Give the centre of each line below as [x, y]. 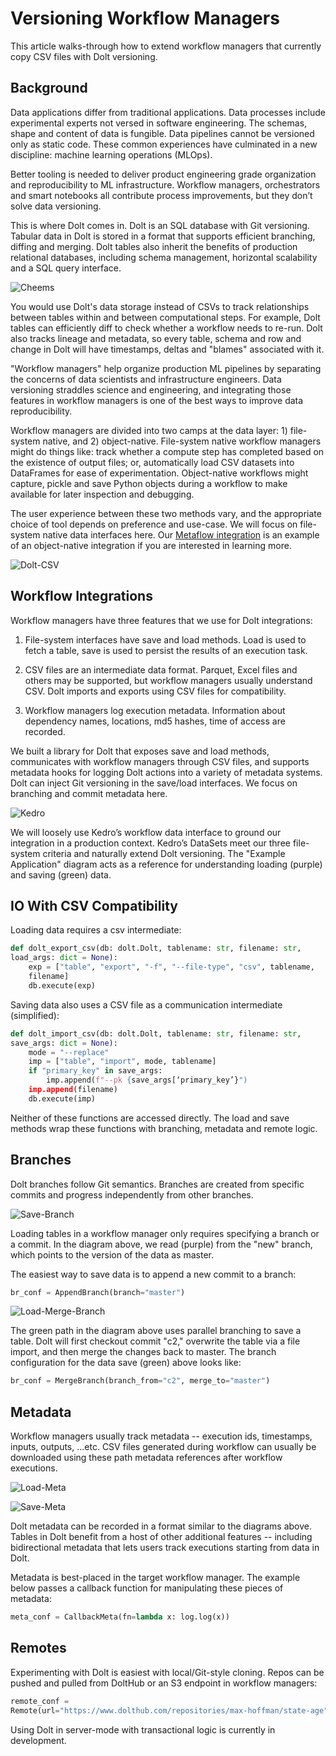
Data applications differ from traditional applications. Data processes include [168, 112]
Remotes [38, 1648]
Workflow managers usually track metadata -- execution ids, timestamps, [161, 1436]
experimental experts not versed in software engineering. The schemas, [159, 123]
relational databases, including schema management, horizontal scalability [164, 257]
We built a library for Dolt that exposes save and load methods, [140, 751]
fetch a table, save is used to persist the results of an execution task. [166, 650]
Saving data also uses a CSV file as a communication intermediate [146, 1004]
